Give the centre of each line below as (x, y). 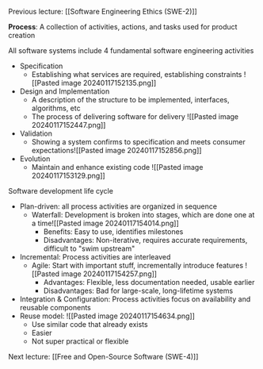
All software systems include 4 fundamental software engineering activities (131, 50)
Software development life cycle (61, 191)
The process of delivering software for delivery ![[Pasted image (135, 117)
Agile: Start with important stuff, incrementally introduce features (137, 265)
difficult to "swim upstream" (89, 248)
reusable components (55, 307)
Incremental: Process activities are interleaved (95, 257)
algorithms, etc (56, 108)
